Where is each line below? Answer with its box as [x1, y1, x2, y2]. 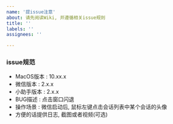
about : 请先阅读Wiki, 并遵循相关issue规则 [6, 15, 105, 21]
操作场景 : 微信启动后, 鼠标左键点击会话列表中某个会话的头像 [15, 103, 168, 111]
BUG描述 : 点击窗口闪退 [15, 95, 74, 103]
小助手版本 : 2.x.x [15, 88, 59, 95]
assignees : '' [6, 32, 43, 38]
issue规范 [6, 58, 35, 67]
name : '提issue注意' [6, 9, 56, 15]
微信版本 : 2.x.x [15, 80, 54, 88]
